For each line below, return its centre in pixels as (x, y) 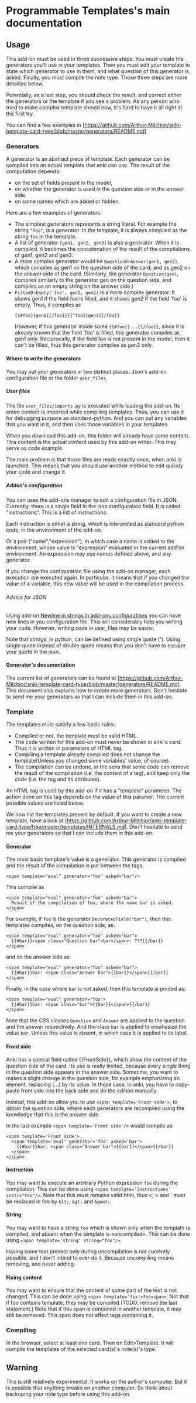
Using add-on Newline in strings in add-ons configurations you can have (94, 615)
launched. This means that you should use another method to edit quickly (94, 466)
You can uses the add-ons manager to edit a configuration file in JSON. (92, 500)
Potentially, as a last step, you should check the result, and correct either (94, 95)
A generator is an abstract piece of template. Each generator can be (88, 159)
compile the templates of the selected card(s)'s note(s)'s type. (81, 1349)
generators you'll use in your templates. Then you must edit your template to (98, 65)
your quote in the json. (33, 651)
